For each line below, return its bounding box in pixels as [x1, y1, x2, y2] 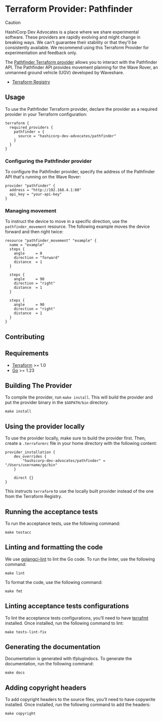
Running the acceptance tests [5, 507, 98, 516]
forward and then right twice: [5, 229, 64, 235]
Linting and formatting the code [5, 543, 103, 552]
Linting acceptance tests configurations [5, 602, 129, 610]
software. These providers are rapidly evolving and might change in [5, 34, 141, 40]
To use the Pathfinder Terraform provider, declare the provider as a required [5, 106, 158, 112]
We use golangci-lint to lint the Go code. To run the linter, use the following [5, 556, 155, 562]
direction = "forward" [14, 255, 60, 260]
